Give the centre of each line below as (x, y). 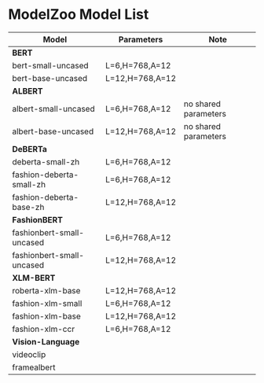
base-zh (28, 207)
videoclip (29, 354)
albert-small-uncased (54, 109)
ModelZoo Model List (79, 15)
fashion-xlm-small (47, 303)
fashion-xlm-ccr (44, 329)
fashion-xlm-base (46, 316)
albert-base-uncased (53, 131)
